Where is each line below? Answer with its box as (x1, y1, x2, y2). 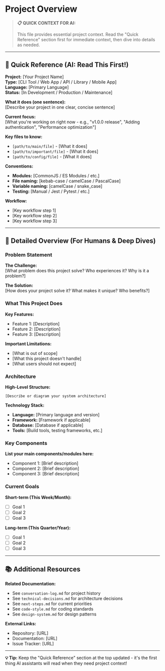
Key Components (5, 439, 48, 446)
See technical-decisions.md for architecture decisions (12, 595, 123, 601)
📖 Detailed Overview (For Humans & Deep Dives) (5, 237, 156, 245)
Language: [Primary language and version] (12, 412, 100, 418)
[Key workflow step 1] (12, 207, 56, 213)
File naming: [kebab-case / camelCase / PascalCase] (12, 178, 121, 184)
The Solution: (5, 283, 33, 289)
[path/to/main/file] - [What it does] (12, 143, 87, 149)
